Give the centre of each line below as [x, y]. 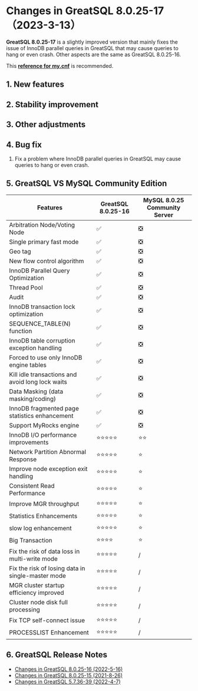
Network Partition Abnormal [48, 452]
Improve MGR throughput [44, 504]
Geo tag [20, 251]
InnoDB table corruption [42, 340]
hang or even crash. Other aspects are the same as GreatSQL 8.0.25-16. [94, 54]
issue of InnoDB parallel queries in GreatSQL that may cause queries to [92, 48]
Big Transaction [31, 541]
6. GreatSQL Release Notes [57, 655]
